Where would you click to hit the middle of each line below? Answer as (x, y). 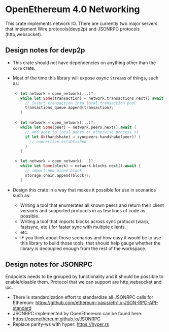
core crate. (24, 68)
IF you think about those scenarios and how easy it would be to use (91, 237)
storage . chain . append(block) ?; (58, 175)
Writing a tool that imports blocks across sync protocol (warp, (85, 221)
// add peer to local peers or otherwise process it (81, 132)
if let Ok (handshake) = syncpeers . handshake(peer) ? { (83, 137)
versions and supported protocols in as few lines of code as (83, 210)
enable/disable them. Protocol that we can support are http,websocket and (83, 282)
